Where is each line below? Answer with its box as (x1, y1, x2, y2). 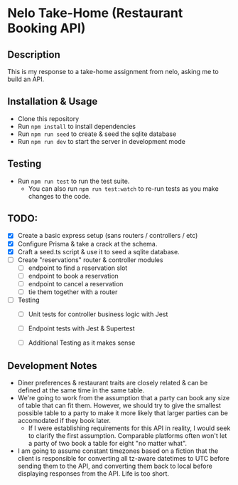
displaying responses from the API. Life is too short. (17, 469, 169, 478)
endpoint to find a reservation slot (28, 264, 128, 272)
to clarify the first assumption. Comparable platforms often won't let (28, 432, 227, 439)
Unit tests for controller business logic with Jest (28, 310, 168, 318)
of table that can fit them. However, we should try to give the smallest (17, 401, 222, 410)
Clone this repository (17, 114, 80, 122)
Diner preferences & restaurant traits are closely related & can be (17, 379, 208, 387)
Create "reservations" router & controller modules (17, 255, 163, 264)
